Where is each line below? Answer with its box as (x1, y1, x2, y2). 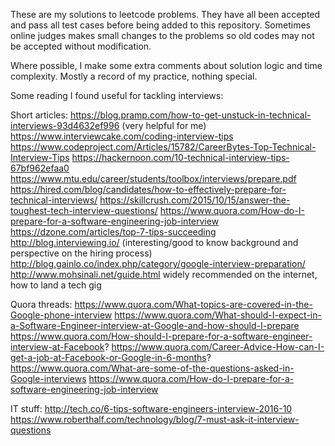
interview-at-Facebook (10, 341, 105, 353)
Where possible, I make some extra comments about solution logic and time (10, 60, 323, 71)
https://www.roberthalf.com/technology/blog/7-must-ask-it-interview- (10, 414, 300, 425)
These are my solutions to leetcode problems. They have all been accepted (10, 9, 321, 20)
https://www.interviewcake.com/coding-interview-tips (10, 130, 234, 142)
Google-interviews (10, 373, 87, 384)
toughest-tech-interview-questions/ (10, 205, 158, 216)
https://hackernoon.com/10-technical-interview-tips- (71, 152, 290, 163)
